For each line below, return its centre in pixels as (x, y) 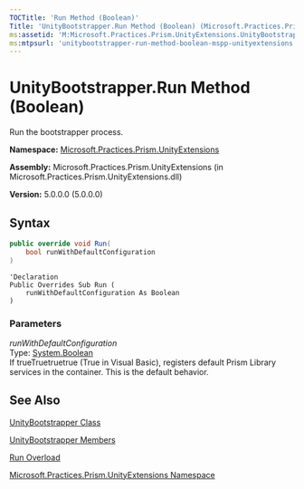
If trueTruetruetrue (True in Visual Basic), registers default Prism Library (143, 362)
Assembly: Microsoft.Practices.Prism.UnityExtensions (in (117, 168)
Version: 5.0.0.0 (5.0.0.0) (56, 195)
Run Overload (35, 457)
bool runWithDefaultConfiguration (90, 252)
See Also (35, 401)
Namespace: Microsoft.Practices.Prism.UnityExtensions (114, 149)
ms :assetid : (32, 34)
